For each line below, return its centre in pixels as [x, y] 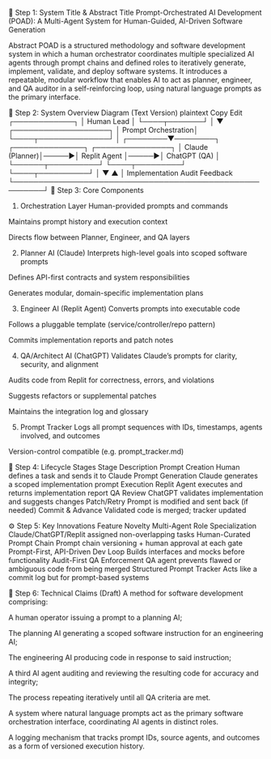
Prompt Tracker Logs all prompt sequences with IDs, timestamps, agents [141, 427]
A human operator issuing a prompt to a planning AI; [95, 617]
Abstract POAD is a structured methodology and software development [127, 45]
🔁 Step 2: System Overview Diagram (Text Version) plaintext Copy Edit [125, 113]
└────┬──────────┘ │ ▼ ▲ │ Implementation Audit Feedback [121, 173]
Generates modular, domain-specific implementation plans [106, 293]
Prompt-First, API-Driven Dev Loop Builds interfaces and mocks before [127, 552]
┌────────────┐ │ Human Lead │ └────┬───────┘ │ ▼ [116, 121]
